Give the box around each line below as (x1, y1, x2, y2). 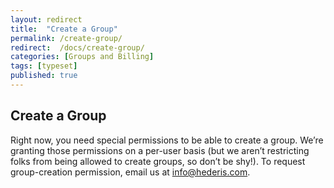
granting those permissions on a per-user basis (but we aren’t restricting (10, 144, 310, 156)
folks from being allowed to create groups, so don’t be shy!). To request (10, 155, 306, 167)
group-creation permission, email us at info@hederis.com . (10, 166, 251, 178)
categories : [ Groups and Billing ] (10, 52, 155, 62)
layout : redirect (10, 14, 83, 25)
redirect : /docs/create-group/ (10, 42, 145, 53)
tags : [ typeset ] (10, 61, 78, 71)
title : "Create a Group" (10, 24, 118, 34)
